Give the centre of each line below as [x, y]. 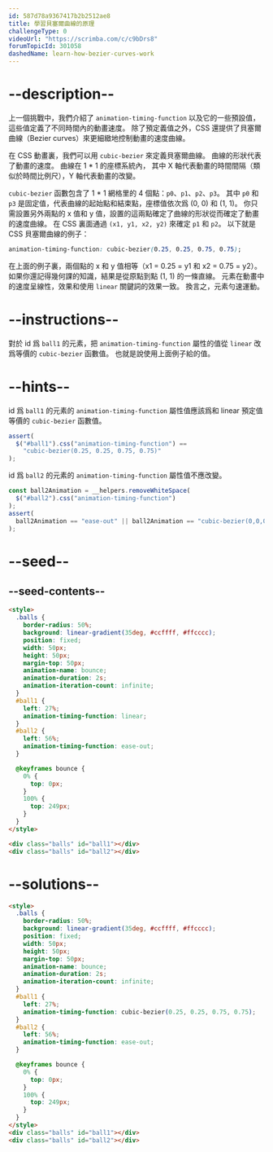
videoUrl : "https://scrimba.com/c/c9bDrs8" [83, 39]
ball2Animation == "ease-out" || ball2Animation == [105, 521]
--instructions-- [64, 319]
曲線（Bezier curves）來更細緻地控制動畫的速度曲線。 [99, 138]
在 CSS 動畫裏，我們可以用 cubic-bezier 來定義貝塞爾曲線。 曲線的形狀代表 [135, 155]
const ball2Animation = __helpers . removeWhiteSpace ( [100, 491]
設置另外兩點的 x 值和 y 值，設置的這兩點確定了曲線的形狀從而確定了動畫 [137, 213]
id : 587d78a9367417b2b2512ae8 [60, 16]
